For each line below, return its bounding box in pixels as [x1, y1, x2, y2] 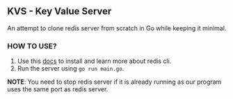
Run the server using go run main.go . [17, 64, 124, 73]
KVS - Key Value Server [7, 6, 112, 17]
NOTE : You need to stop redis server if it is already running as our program [7, 78, 222, 86]
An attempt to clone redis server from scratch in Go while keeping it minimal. [7, 24, 227, 32]
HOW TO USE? [7, 41, 57, 51]
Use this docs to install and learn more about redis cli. [17, 57, 172, 65]
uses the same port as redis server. [7, 85, 109, 93]
